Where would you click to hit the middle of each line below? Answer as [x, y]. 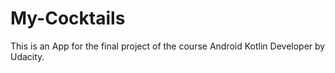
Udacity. [27, 56]
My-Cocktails [68, 18]
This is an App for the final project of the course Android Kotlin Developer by [168, 46]
